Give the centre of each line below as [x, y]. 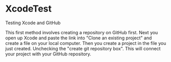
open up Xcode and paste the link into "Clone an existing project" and [79, 38]
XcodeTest [29, 9]
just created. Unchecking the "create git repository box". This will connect [83, 48]
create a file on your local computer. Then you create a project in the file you [86, 43]
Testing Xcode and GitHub [33, 23]
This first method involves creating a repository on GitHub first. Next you [82, 32]
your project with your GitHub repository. [48, 54]
